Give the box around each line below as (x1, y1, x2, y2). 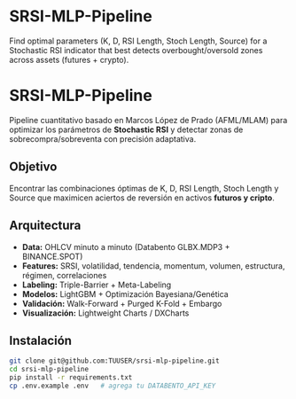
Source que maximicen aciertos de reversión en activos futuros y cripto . (9, 192, 275, 203)
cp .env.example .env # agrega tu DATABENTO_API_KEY (9, 381, 216, 390)
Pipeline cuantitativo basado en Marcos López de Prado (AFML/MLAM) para (9, 114, 288, 125)
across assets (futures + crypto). (9, 54, 129, 65)
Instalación (9, 332, 73, 348)
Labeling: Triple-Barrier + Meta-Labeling (21, 279, 172, 290)
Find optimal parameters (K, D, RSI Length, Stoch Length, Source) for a (9, 35, 268, 46)
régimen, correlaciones (21, 270, 107, 280)
